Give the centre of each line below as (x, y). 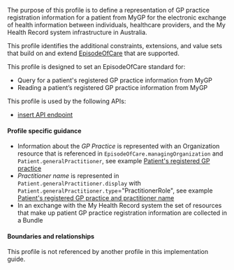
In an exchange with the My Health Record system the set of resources (119, 206)
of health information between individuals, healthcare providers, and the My (116, 25)
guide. (16, 259)
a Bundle (30, 220)
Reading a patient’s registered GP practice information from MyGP (112, 88)
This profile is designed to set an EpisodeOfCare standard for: (96, 67)
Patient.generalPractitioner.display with (79, 183)
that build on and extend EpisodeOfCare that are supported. (93, 53)
